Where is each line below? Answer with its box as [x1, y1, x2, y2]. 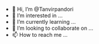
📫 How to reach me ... [11, 32, 68, 38]
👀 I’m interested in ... [11, 12, 63, 19]
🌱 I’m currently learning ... [11, 18, 76, 25]
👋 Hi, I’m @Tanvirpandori [11, 6, 74, 12]
